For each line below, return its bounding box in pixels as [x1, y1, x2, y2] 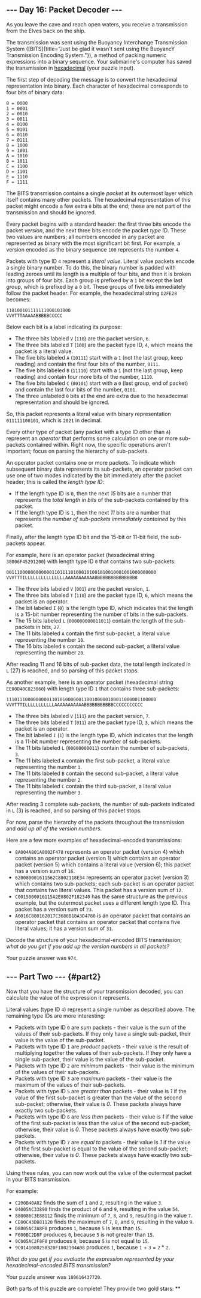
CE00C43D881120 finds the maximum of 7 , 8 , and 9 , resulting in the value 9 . [14, 1218, 194, 1225]
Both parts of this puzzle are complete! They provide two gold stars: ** [6, 1285, 181, 1292]
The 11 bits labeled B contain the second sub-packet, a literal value [14, 770, 179, 777]
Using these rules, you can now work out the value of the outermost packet [6, 1169, 192, 1176]
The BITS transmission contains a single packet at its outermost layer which [6, 189, 193, 197]
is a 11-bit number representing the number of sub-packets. [14, 738, 162, 745]
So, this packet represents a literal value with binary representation [6, 410, 172, 417]
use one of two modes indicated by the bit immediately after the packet [6, 471, 182, 479]
